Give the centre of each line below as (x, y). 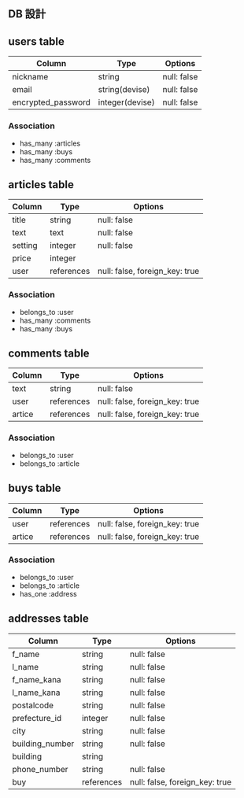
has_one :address (48, 593)
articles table (41, 185)
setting (25, 246)
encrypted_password (51, 102)
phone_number (40, 769)
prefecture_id (37, 718)
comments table (49, 353)
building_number (43, 744)
